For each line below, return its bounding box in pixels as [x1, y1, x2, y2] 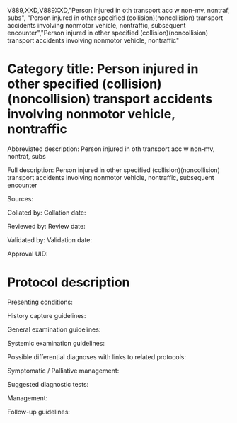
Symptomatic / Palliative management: [7, 366, 120, 375]
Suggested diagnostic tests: [7, 380, 89, 388]
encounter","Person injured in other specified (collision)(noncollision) [7, 28, 209, 37]
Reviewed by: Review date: [7, 222, 86, 230]
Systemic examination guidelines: [7, 339, 105, 347]
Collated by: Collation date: [7, 208, 86, 217]
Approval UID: [7, 249, 48, 258]
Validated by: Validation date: [7, 235, 92, 244]
